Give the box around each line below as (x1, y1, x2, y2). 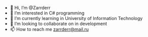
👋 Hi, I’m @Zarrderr (10, 5, 51, 10)
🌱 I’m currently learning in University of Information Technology (10, 15, 143, 21)
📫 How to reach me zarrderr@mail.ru (10, 26, 89, 32)
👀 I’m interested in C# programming (10, 10, 85, 16)
